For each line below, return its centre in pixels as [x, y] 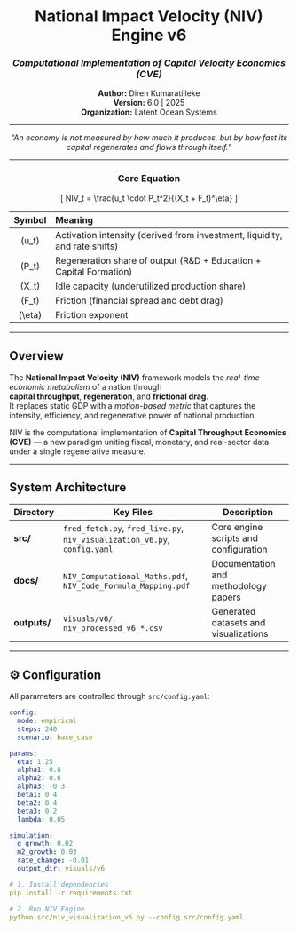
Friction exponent [91, 314]
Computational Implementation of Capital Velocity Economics [149, 63]
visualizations [240, 634]
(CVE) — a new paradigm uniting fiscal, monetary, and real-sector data [139, 442]
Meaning [74, 219]
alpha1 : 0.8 [39, 770]
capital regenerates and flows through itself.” [149, 147]
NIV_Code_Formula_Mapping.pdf [126, 586]
